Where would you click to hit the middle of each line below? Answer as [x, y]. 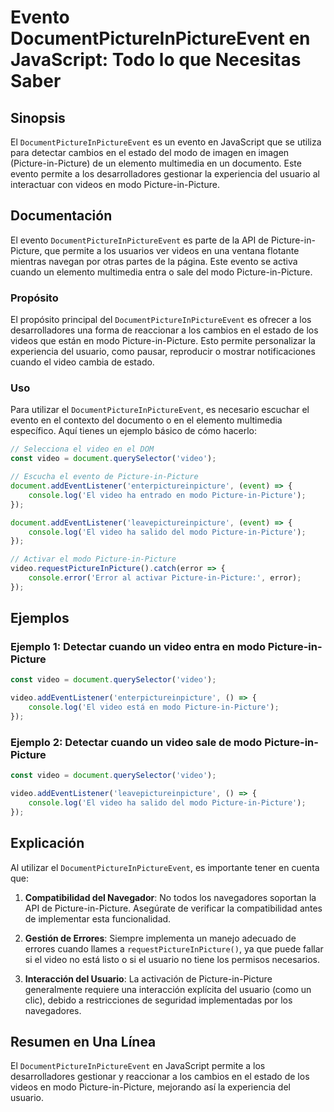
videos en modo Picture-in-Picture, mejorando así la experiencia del [150, 1087]
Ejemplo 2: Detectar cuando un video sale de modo [136, 742]
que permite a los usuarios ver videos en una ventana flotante [172, 250]
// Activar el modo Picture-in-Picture [93, 559]
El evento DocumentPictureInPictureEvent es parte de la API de [139, 240]
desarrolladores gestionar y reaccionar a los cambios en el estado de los [160, 1077]
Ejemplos [40, 618]
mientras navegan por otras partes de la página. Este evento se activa [154, 261]
